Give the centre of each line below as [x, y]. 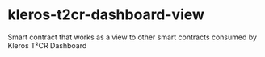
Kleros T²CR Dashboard [47, 45]
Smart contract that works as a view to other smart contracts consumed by [132, 37]
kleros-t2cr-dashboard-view [106, 15]
